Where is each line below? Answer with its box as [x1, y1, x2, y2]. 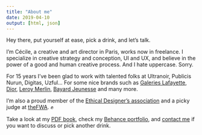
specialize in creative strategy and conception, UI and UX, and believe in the [6, 55, 196, 62]
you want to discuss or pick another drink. [6, 122, 111, 130]
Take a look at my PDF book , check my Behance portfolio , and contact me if [6, 116, 195, 123]
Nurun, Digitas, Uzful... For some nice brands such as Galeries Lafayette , [6, 79, 187, 86]
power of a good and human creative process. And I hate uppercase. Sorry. [6, 61, 194, 68]
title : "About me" [6, 8, 52, 15]
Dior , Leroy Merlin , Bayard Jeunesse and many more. [6, 86, 138, 93]
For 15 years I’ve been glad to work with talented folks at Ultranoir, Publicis [6, 73, 192, 80]
